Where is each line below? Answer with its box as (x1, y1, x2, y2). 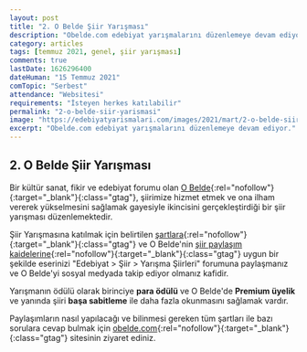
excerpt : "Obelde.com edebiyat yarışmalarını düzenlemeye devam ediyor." (9, 124, 297, 133)
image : (9, 115, 35, 124)
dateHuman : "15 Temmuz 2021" (9, 73, 121, 82)
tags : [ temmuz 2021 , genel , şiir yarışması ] (9, 48, 182, 57)
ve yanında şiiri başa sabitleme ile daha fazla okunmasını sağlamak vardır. (9, 294, 290, 306)
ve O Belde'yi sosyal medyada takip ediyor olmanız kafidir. (9, 267, 229, 279)
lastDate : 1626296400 (9, 65, 92, 74)
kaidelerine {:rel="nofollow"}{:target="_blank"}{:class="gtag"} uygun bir (9, 248, 280, 259)
